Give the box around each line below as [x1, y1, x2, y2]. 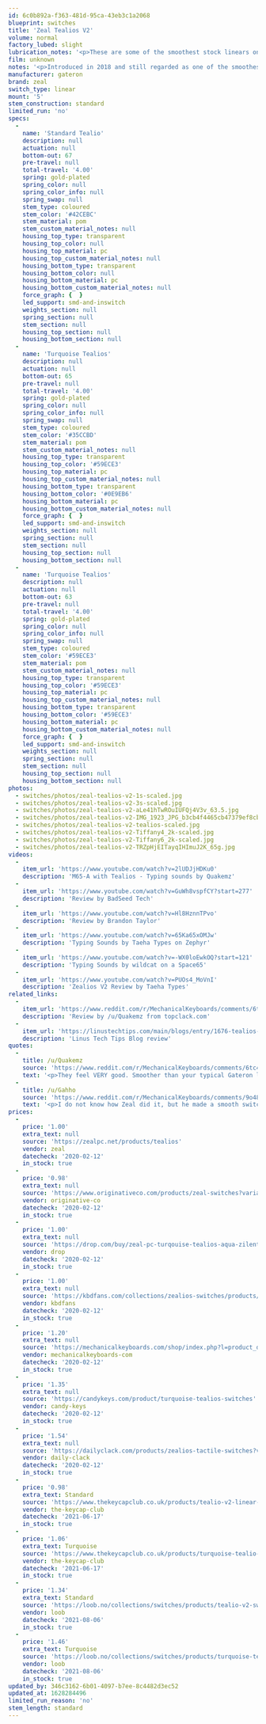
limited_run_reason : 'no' [8, 1697, 93, 1705]
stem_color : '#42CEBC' [22, 211, 97, 218]
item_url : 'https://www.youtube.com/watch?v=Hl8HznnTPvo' [22, 909, 218, 917]
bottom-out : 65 [22, 372, 73, 380]
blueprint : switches [8, 19, 77, 27]
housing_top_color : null [22, 240, 104, 248]
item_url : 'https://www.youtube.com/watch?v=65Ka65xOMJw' [22, 932, 218, 940]
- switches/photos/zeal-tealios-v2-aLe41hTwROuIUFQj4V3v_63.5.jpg [15, 807, 239, 815]
